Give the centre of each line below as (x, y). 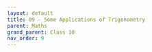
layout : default (30, 13)
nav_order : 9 (26, 38)
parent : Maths (27, 26)
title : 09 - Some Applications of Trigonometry (76, 20)
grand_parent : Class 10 (41, 32)
